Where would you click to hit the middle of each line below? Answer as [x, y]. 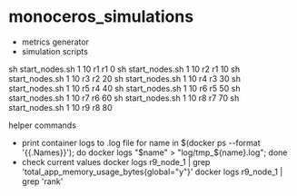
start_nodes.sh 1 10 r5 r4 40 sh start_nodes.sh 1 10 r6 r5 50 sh [125, 88]
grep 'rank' [42, 181]
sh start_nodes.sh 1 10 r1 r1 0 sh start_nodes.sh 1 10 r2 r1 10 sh [124, 69]
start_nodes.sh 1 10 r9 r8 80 [60, 107]
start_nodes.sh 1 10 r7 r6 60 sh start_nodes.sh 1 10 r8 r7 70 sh [124, 98]
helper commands [42, 125]
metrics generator [55, 42]
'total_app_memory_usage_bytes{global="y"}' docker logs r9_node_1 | [152, 171]
